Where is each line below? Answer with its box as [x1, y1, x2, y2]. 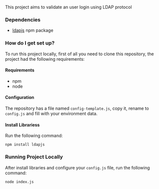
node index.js [5, 179, 34, 184]
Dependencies [5, 16, 41, 23]
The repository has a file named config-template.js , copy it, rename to [5, 105, 149, 111]
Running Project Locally [5, 154, 63, 161]
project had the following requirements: [5, 56, 85, 62]
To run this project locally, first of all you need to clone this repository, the [5, 51, 154, 57]
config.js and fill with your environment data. [5, 111, 98, 117]
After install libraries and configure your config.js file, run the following [5, 165, 150, 170]
